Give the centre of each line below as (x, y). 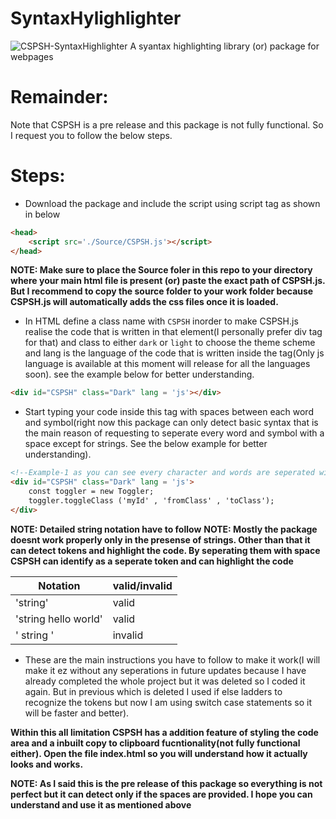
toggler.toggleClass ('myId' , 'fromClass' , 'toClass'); (151, 500)
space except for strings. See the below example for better (146, 444)
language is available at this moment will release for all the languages (167, 364)
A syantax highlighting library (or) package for (224, 46)
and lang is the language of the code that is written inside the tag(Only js (174, 353)
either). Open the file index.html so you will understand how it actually (159, 753)
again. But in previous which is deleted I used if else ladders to (153, 691)
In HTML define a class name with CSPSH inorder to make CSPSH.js (161, 321)
